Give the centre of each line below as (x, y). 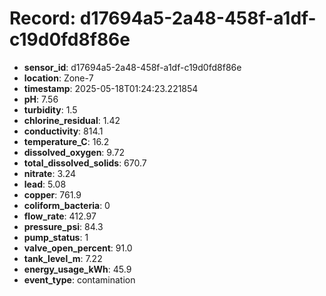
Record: (43, 18)
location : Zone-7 (58, 78)
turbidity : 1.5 (50, 109)
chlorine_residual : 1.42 (72, 120)
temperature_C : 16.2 (66, 141)
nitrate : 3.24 (50, 173)
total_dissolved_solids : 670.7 (85, 163)
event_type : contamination (79, 279)
